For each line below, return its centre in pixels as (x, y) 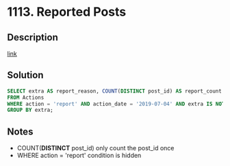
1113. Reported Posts (67, 12)
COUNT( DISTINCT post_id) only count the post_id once (95, 148)
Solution (25, 75)
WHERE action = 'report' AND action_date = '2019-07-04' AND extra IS (110, 104)
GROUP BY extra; (30, 110)
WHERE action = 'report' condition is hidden (79, 156)
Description (33, 37)
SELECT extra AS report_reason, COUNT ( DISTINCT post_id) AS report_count (115, 91)
